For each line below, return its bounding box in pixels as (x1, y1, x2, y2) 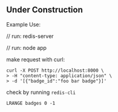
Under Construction (6, 5, 83, 15)
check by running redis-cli (6, 89, 76, 96)
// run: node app (6, 44, 47, 51)
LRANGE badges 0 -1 (6, 100, 56, 106)
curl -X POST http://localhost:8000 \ (6, 67, 104, 73)
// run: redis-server (6, 33, 54, 40)
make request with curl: (6, 55, 65, 63)
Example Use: (6, 20, 41, 28)
